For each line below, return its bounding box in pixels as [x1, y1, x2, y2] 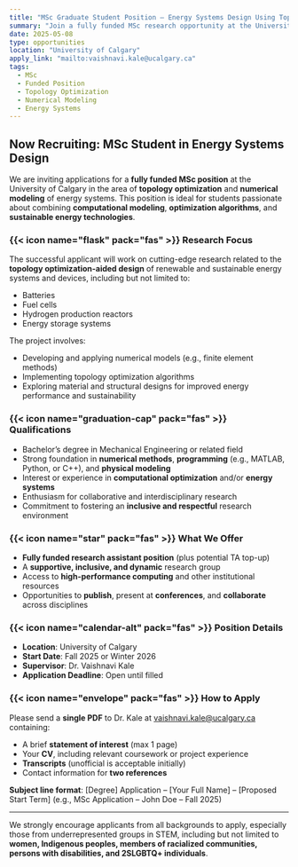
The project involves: [9, 335, 86, 346]
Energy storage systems [21, 319, 112, 329]
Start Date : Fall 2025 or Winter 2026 [21, 651, 157, 662]
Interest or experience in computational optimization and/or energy [21, 472, 273, 483]
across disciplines [21, 599, 89, 610]
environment [21, 509, 69, 520]
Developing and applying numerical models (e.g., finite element [21, 352, 254, 364]
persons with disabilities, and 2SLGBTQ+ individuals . [9, 847, 208, 858]
